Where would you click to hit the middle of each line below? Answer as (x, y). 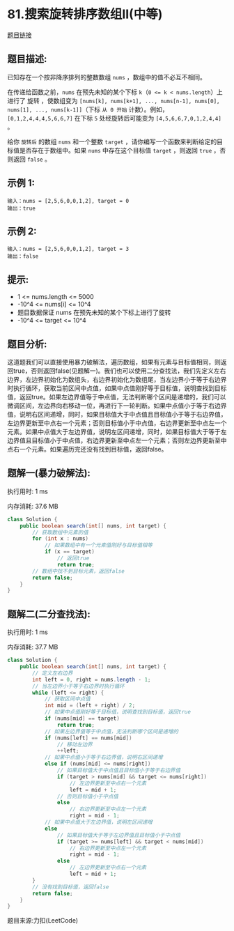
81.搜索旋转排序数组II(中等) (85, 14)
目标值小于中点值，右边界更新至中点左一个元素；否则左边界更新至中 (129, 440)
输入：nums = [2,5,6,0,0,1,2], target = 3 (68, 249)
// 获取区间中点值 (67, 699)
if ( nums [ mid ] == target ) (82, 718)
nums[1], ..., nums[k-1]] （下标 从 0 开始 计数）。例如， (88, 109)
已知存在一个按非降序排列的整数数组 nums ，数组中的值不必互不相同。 (107, 77)
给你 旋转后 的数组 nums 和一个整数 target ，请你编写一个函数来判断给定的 (112, 141)
